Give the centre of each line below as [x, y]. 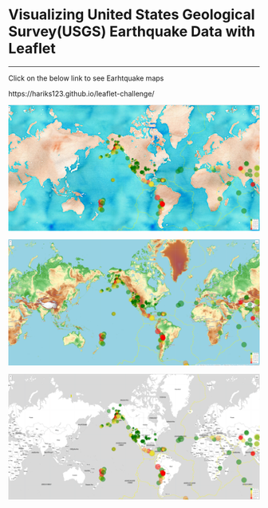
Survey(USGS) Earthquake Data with [132, 32]
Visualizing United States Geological [132, 15]
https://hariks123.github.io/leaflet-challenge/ [81, 93]
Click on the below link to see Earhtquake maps [86, 78]
